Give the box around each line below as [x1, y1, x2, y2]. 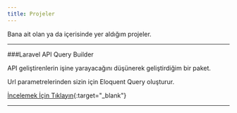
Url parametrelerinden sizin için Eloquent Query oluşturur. [7, 77, 175, 85]
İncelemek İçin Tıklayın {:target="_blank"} [7, 91, 127, 100]
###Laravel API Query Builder [7, 50, 94, 59]
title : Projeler [7, 10, 55, 18]
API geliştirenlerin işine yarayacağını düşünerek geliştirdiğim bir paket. [7, 64, 212, 72]
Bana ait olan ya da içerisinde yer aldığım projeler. [7, 30, 152, 38]
